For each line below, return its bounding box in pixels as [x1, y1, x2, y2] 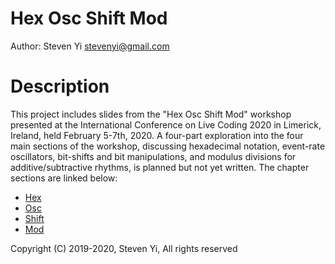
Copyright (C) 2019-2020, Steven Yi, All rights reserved [10, 242, 238, 254]
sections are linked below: [10, 172, 118, 184]
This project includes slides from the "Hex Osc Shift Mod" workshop [10, 108, 292, 120]
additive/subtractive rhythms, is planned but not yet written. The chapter [10, 161, 310, 173]
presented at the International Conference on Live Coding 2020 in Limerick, [10, 118, 322, 131]
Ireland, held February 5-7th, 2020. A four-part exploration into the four [10, 129, 304, 141]
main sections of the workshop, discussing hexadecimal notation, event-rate [10, 140, 326, 152]
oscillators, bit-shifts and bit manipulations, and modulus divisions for [10, 150, 297, 162]
